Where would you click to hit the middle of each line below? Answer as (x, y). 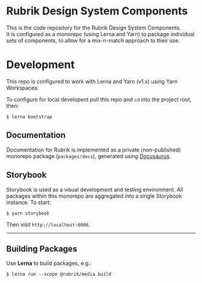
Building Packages (42, 248)
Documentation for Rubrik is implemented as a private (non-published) (94, 150)
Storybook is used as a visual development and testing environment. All (95, 189)
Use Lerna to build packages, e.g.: (49, 263)
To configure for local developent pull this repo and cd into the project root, (99, 99)
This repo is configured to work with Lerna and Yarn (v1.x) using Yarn (92, 81)
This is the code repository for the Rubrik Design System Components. (94, 28)
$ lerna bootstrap (29, 117)
